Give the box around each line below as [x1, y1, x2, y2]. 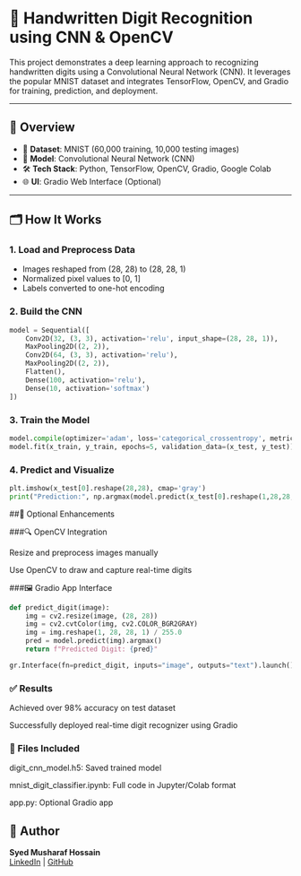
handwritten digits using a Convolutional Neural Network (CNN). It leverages [9, 66, 291, 77]
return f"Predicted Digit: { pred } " [25, 645, 159, 654]
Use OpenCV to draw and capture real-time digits [9, 564, 193, 575]
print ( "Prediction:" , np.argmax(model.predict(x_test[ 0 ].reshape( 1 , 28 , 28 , [9, 492, 295, 501]
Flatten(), [25, 368, 66, 377]
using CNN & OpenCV [9, 27, 174, 48]
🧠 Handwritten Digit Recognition [9, 8, 254, 29]
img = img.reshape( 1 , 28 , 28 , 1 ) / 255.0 [25, 628, 182, 637]
